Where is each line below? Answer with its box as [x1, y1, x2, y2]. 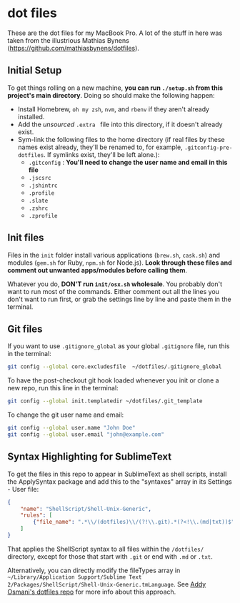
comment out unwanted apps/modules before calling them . [7, 265, 188, 274]
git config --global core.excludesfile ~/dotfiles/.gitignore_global [7, 363, 222, 370]
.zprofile [28, 212, 59, 219]
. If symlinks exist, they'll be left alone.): [44, 150, 160, 158]
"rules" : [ [20, 512, 53, 519]
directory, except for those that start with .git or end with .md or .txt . [7, 552, 213, 561]
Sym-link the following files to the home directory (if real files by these [17, 135, 225, 143]
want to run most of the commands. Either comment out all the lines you [7, 287, 220, 295]
